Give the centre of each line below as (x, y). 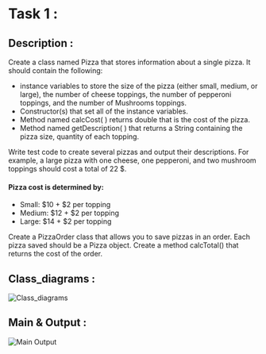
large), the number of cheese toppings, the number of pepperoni (125, 94)
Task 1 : (33, 14)
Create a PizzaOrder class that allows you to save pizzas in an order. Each (129, 237)
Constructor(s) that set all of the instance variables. (104, 111)
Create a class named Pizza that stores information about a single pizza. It (129, 62)
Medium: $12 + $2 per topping (69, 213)
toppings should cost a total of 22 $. (67, 169)
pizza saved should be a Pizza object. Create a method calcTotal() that (123, 245)
